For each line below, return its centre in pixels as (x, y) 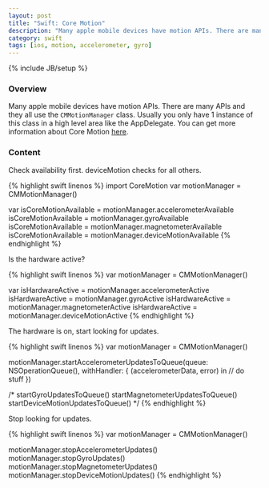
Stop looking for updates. (50, 418)
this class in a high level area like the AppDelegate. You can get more (122, 123)
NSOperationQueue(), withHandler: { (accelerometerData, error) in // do (126, 370)
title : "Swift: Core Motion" (57, 23)
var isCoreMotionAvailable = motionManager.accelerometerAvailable (121, 210)
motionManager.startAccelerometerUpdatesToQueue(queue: (108, 362)
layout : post (30, 16)
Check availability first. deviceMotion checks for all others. (105, 170)
